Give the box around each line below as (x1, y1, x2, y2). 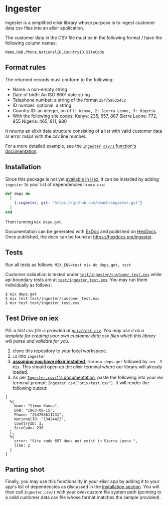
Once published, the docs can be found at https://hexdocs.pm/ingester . (5, 233, 153, 239)
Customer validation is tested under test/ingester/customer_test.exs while (5, 271, 162, 277)
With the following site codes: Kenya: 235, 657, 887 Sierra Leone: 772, (12, 113, 158, 119)
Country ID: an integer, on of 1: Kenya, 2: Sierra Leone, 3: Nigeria (12, 107, 156, 113)
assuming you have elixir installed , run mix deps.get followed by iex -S (12, 358, 162, 364)
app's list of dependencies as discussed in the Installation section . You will (5, 484, 159, 490)
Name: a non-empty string (12, 86, 68, 92)
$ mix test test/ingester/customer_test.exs (5, 296, 100, 301)
